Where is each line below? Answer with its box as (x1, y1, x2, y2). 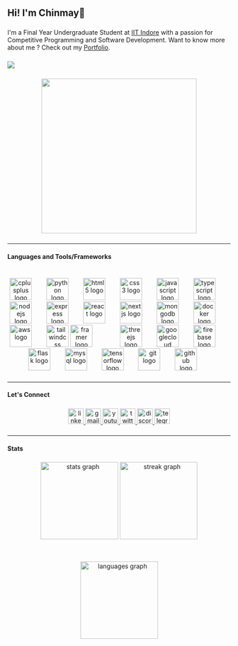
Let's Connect (7, 391, 50, 399)
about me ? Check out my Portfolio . (7, 43, 110, 52)
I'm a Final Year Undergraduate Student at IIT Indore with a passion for (7, 28, 213, 37)
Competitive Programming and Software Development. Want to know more (7, 36, 225, 45)
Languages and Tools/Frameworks (7, 252, 112, 260)
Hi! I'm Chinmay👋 (7, 7, 86, 19)
